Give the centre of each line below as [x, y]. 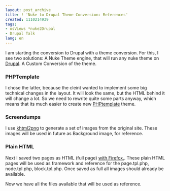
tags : [11, 24]
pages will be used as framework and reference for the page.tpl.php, [77, 163]
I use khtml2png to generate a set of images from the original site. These [81, 128]
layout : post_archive [28, 10]
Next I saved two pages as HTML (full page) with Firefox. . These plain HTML [85, 157]
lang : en [14, 39]
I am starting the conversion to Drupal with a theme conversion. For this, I [82, 53]
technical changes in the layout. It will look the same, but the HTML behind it [85, 93]
